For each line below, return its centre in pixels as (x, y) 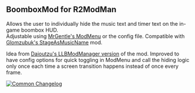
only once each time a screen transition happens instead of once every (92, 66)
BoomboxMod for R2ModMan (61, 10)
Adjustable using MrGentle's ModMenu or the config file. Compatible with (95, 36)
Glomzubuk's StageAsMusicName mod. (54, 42)
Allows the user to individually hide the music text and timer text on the (92, 23)
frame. (14, 72)
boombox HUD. (40, 30)
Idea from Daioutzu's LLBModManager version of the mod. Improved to (93, 54)
